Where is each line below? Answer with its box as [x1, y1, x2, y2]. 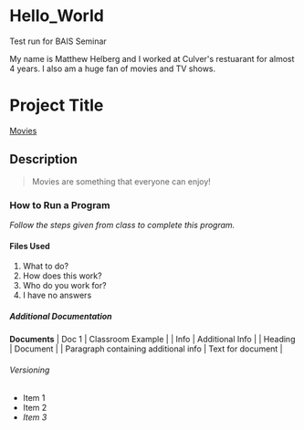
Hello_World [9, 5, 105, 26]
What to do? [22, 261, 69, 272]
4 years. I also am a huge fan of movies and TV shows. [9, 63, 216, 74]
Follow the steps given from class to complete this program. [9, 219, 236, 230]
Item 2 [22, 403, 47, 414]
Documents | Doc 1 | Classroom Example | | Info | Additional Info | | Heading [9, 334, 296, 345]
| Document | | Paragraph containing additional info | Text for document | [9, 343, 283, 354]
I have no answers [22, 289, 92, 301]
